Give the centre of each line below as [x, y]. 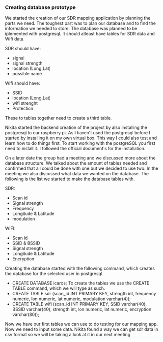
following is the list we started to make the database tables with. [70, 179]
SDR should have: [23, 49]
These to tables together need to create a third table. [58, 118]
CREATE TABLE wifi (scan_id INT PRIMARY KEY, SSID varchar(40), [80, 304]
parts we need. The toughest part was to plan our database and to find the [81, 23]
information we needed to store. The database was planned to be [71, 29]
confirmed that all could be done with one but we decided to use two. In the [82, 168]
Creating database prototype [41, 7]
